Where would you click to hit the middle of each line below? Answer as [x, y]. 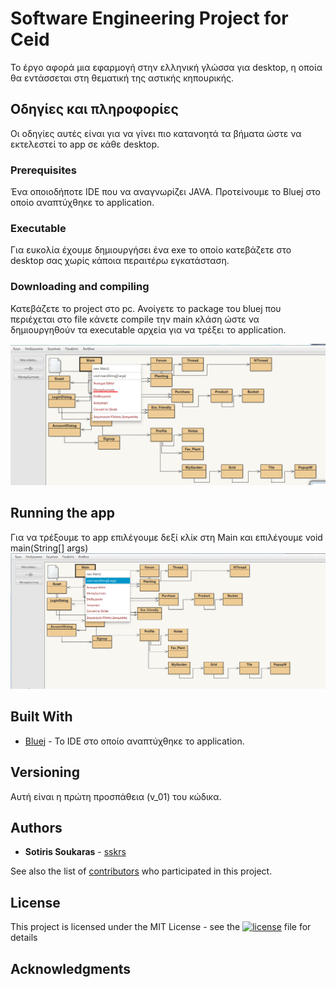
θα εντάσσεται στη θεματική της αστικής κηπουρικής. [122, 78]
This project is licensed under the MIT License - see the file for [161, 927]
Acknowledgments [71, 968]
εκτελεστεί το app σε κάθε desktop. [85, 144]
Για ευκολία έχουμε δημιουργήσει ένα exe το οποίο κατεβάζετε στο [151, 250]
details [24, 938]
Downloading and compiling [80, 287]
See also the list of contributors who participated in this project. [141, 871]
